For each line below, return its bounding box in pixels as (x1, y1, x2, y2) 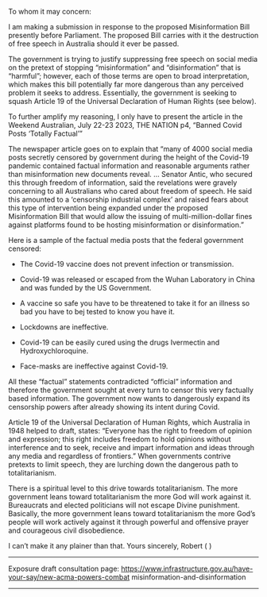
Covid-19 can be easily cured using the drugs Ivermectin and (19, 337, 220, 347)
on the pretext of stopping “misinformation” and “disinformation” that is (8, 63, 241, 72)
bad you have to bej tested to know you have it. (19, 307, 175, 316)
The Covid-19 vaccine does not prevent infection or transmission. (19, 260, 234, 268)
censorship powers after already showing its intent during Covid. (8, 402, 220, 411)
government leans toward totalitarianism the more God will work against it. (8, 492, 252, 501)
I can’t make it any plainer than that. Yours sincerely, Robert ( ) (8, 541, 212, 550)
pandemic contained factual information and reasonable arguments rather (8, 161, 250, 170)
